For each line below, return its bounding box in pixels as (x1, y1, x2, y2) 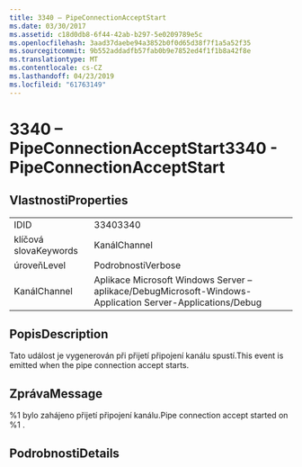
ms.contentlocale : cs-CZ (9, 64, 102, 73)
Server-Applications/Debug (143, 296, 262, 309)
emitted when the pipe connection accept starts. (9, 360, 190, 371)
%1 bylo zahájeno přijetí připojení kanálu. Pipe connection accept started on (9, 410, 289, 421)
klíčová (13, 233, 44, 246)
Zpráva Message (9, 386, 103, 401)
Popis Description (9, 327, 109, 342)
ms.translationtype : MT (9, 55, 99, 64)
